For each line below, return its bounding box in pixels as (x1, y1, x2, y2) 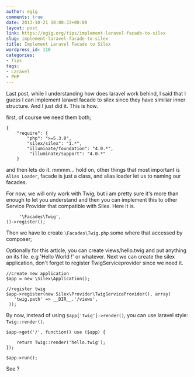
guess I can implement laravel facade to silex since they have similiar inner (6, 96, 186, 103)
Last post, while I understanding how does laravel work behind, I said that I (6, 90, 186, 97)
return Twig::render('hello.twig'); (16, 339, 106, 346)
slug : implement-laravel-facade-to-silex (6, 36, 109, 42)
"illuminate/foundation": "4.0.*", (27, 146, 114, 152)
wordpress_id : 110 (6, 47, 51, 53)
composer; (6, 236, 32, 243)
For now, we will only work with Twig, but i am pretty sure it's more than (6, 190, 179, 197)
